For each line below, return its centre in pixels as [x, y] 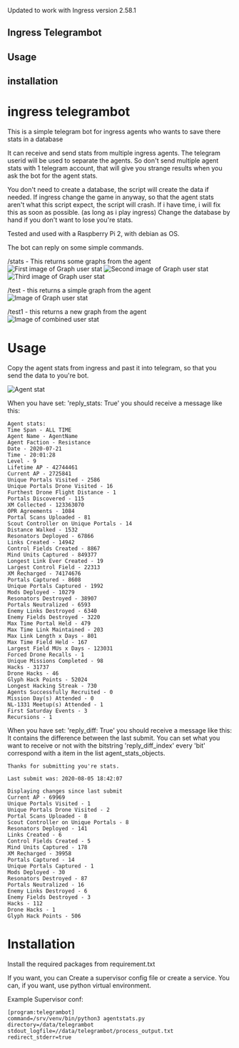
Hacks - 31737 [29, 667]
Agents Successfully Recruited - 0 [60, 692]
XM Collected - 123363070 [46, 505]
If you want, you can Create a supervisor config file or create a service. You [119, 977]
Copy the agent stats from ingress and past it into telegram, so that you [112, 368]
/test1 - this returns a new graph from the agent [77, 312]
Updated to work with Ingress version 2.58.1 [72, 10]
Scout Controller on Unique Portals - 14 [70, 524]
